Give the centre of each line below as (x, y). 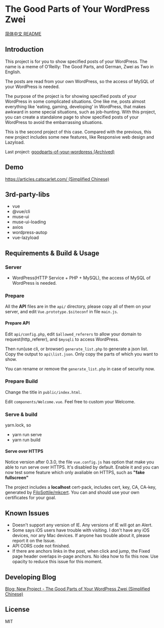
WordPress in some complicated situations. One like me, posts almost (75, 101)
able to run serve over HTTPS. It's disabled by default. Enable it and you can (82, 467)
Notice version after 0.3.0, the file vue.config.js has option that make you (80, 462)
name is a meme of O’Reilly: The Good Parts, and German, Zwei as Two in (80, 66)
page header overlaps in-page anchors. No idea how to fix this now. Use (85, 556)
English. (13, 72)
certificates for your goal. (31, 498)
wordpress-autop (30, 233)
